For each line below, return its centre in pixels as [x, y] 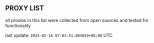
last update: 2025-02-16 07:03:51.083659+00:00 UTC [59, 35]
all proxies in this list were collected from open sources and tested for [77, 20]
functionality [18, 25]
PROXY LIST [24, 8]
